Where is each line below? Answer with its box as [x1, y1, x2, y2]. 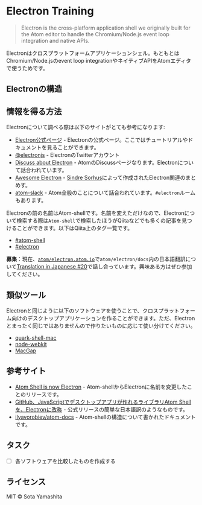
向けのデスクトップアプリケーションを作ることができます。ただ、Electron [11, 314, 195, 322]
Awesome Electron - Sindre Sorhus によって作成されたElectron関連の [14, 174, 186, 182]
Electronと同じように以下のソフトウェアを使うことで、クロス [6, 306, 159, 314]
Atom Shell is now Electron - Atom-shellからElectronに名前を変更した [14, 383, 188, 390]
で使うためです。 [6, 65, 48, 72]
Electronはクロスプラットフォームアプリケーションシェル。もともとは [6, 49, 180, 57]
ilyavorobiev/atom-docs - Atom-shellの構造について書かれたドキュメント [14, 413, 196, 421]
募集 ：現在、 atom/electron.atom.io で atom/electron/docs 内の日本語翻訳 [6, 255, 186, 263]
